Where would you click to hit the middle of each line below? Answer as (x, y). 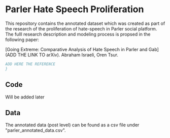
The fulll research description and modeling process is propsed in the (78, 34)
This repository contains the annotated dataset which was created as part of (85, 23)
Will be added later (25, 97)
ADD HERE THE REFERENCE (30, 64)
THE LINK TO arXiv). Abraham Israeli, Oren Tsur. (68, 55)
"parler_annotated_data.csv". (36, 130)
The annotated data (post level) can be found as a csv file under (72, 125)
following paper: (22, 40)
